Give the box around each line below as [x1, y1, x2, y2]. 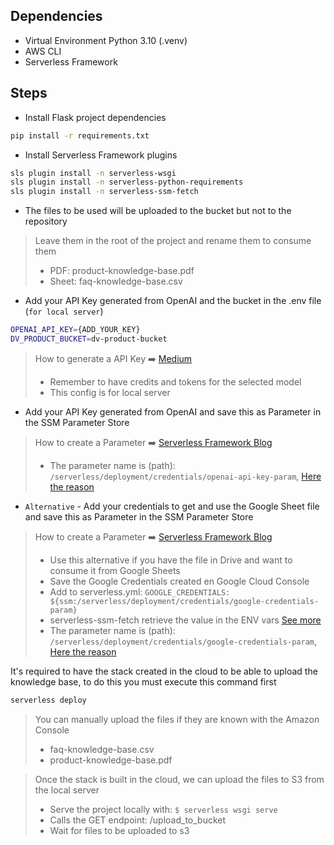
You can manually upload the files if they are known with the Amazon [34, 713, 320, 725]
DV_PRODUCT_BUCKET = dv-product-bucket [10, 334, 168, 344]
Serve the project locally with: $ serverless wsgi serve [49, 803, 278, 815]
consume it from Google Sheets [49, 564, 181, 576]
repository [24, 215, 68, 228]
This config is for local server [49, 386, 171, 398]
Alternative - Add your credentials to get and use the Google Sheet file [24, 500, 320, 512]
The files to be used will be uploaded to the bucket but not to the [24, 205, 292, 217]
